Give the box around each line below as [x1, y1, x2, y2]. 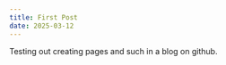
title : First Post [9, 12, 78, 22]
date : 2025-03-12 [9, 21, 74, 30]
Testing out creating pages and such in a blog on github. [9, 45, 218, 56]
